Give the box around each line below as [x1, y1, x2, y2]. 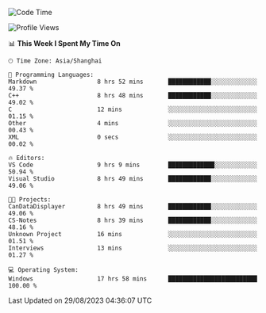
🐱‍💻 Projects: [8, 196, 52, 204]
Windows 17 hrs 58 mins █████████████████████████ [8, 275, 258, 283]
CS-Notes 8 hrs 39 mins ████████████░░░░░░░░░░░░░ [8, 216, 258, 224]
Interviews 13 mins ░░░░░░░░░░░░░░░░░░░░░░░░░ [8, 244, 258, 252]
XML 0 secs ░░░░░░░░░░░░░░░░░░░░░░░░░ [8, 133, 258, 141]
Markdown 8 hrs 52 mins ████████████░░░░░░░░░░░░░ [8, 78, 258, 86]
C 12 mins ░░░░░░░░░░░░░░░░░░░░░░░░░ [8, 105, 258, 113]
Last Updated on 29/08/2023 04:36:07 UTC [8, 296, 152, 305]
